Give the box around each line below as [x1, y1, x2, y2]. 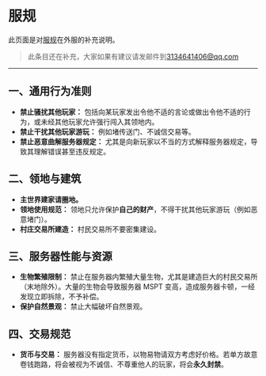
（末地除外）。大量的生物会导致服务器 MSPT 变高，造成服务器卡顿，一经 [19, 282, 256, 291]
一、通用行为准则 [8, 85, 92, 98]
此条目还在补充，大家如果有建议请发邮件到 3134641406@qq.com [27, 51, 239, 61]
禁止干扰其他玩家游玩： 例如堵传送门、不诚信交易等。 [19, 127, 196, 136]
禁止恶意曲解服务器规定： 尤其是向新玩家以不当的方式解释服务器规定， [19, 136, 251, 146]
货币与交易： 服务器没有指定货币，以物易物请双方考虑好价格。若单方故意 [19, 350, 258, 359]
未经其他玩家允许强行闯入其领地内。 [40, 116, 159, 127]
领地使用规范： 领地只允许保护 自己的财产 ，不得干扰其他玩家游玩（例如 [19, 204, 251, 214]
